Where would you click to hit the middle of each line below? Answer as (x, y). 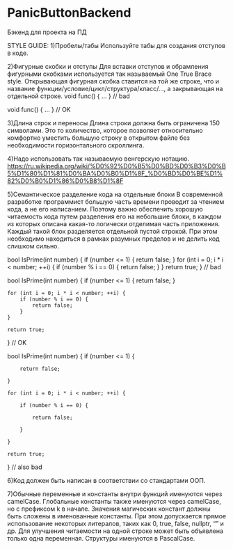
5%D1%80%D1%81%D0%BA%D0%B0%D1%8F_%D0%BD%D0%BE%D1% (115, 173)
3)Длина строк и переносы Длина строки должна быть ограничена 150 (114, 122)
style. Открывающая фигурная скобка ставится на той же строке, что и (113, 81)
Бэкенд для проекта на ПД (47, 32)
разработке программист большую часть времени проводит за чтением (116, 201)
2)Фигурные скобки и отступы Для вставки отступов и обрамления (108, 66)
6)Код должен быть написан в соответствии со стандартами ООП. (106, 480)
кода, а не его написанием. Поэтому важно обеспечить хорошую (105, 209)
